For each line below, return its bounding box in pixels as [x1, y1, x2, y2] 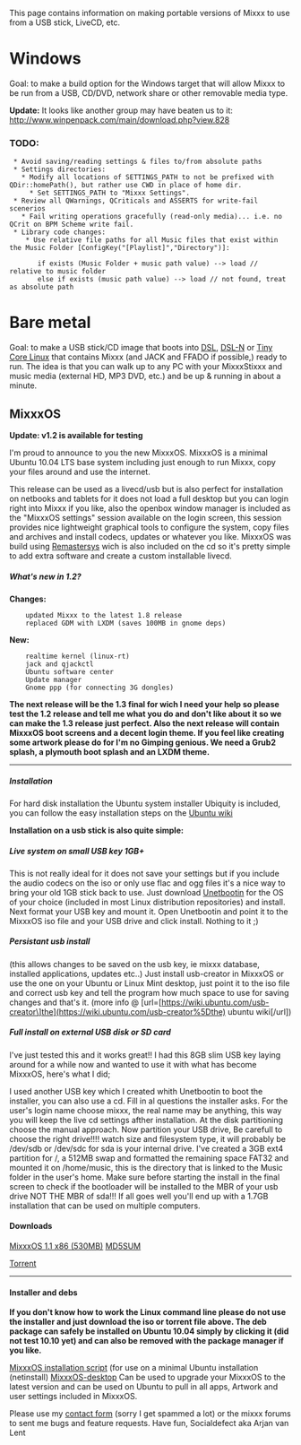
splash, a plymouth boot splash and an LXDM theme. [9, 746, 211, 757]
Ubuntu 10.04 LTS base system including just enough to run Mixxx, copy [9, 456, 276, 467]
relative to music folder [9, 267, 106, 276]
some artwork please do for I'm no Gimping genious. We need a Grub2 [9, 737, 276, 748]
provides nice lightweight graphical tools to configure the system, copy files [9, 522, 289, 532]
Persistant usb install [9, 936, 90, 947]
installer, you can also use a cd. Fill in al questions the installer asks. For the [9, 1095, 288, 1106]
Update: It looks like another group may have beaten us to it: [9, 105, 233, 116]
